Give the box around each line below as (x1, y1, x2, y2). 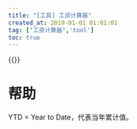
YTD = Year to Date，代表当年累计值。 (8, 112, 134, 122)
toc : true (8, 33, 41, 42)
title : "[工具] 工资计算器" (8, 11, 92, 20)
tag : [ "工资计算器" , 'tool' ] (8, 26, 94, 34)
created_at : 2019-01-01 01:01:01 (8, 19, 118, 27)
